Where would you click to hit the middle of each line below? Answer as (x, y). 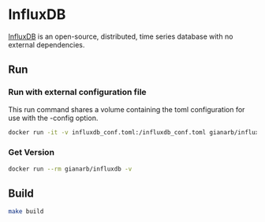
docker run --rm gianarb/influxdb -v (70, 169)
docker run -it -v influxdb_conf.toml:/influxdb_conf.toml (107, 132)
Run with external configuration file (78, 92)
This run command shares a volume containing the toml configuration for (127, 109)
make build (26, 212)
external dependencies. (47, 44)
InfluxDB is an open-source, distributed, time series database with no (121, 36)
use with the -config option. (53, 118)
